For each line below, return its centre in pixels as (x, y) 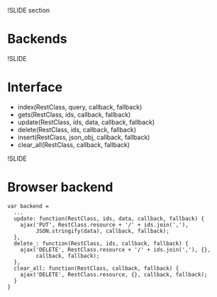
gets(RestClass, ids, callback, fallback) (74, 114)
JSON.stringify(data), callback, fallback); (103, 231)
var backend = (28, 206)
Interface (35, 87)
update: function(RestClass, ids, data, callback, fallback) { (109, 218)
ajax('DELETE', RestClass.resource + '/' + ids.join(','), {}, (116, 249)
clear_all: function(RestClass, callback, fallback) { (96, 268)
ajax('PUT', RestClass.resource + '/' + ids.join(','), (105, 225)
